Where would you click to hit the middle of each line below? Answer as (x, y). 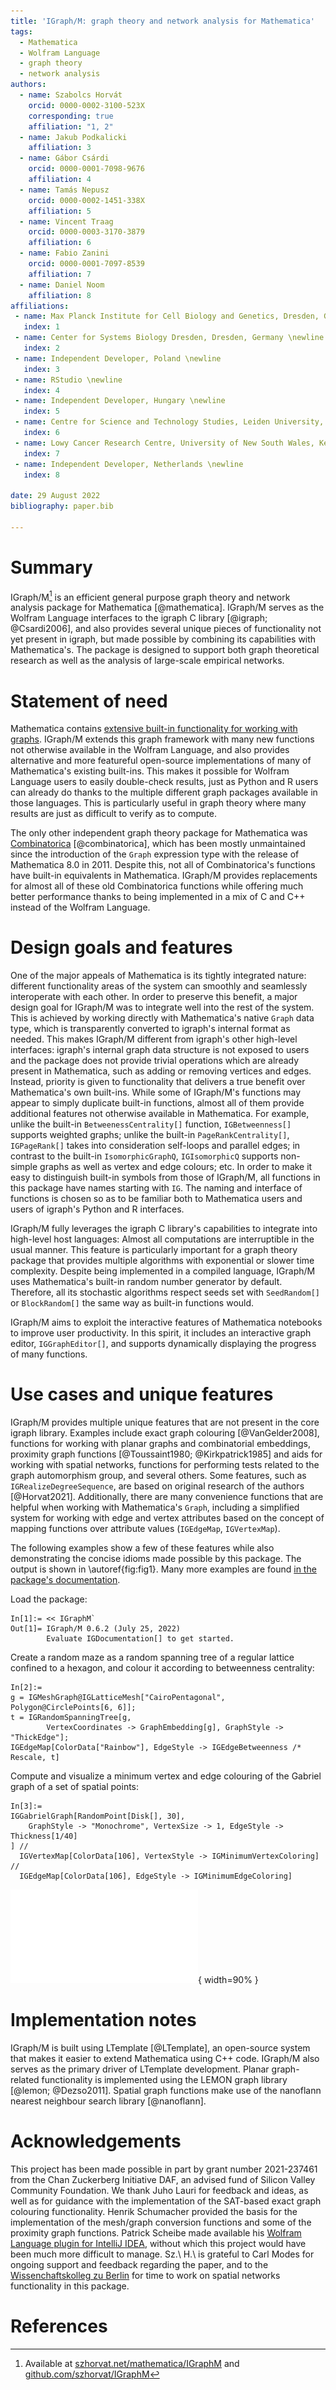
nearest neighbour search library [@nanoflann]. (108, 2101)
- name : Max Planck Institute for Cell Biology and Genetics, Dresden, (167, 316)
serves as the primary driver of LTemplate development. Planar (140, 2069)
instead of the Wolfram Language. (80, 907)
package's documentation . (65, 1580)
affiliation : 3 (60, 148)
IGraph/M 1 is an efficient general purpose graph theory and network (150, 596)
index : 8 (41, 475)
